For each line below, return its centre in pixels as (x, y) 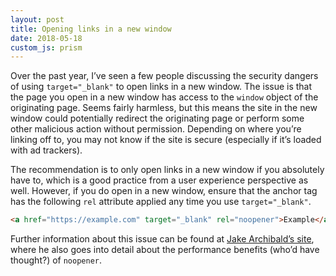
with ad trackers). (46, 150)
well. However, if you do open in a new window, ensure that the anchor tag (164, 191)
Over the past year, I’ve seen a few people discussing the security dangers (164, 76)
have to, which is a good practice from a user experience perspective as (159, 180)
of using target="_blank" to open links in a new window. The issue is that (161, 87)
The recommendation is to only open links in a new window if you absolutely (167, 170)
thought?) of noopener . (56, 260)
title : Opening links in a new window (91, 29)
